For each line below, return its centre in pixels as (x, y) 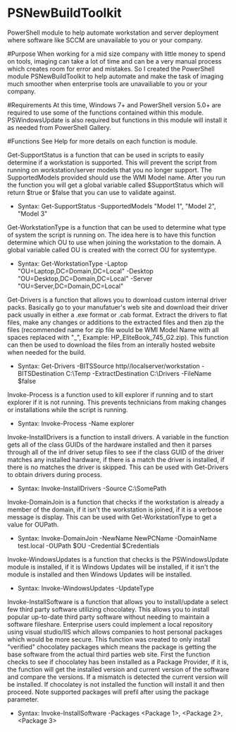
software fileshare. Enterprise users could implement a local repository (110, 624)
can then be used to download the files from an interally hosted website (111, 345)
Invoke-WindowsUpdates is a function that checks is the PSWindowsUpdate (118, 559)
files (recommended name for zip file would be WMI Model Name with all (113, 329)
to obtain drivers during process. (55, 474)
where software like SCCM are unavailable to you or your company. (105, 40)
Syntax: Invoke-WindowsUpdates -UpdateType (86, 588)
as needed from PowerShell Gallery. (59, 127)
